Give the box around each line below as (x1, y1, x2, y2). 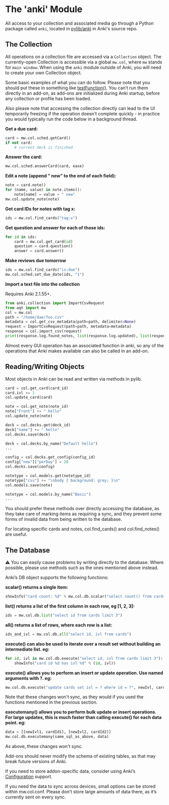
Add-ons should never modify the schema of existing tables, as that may (5, 753, 156, 759)
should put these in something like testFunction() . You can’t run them (5, 85, 148, 91)
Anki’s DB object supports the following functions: (5, 575, 109, 581)
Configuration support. (5, 774, 53, 780)
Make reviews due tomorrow (5, 258, 66, 264)
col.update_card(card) (5, 395, 53, 400)
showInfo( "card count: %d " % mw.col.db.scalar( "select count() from (5, 594, 152, 599)
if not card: (5, 140, 33, 145)
